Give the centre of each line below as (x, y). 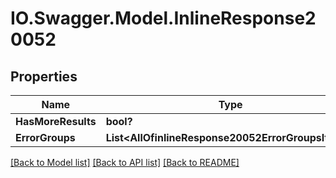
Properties (44, 76)
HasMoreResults (56, 121)
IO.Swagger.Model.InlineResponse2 (163, 18)
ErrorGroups (45, 137)
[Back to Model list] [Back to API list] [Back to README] (125, 162)
